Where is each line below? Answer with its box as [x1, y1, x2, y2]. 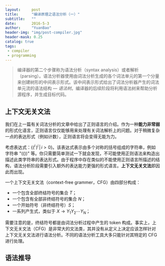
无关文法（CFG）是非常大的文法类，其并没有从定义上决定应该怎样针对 [13, 226, 156, 232]
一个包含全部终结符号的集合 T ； [12, 190, 77, 196]
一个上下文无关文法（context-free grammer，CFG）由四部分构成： [5, 179, 141, 185]
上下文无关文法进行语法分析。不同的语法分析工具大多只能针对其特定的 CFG [5, 232, 157, 237]
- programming [7, 53, 36, 58]
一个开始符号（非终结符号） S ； [12, 202, 76, 208]
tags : [5, 44, 16, 49]
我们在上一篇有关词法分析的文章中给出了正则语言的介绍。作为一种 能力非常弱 [5, 121, 160, 127]
